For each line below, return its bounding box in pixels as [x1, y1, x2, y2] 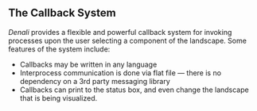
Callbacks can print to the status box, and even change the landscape [19, 85, 249, 94]
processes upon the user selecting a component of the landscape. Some [8, 36, 247, 45]
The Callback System [8, 6, 117, 20]
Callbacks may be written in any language [19, 59, 158, 69]
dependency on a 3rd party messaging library [19, 76, 171, 86]
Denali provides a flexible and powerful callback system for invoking [8, 27, 232, 36]
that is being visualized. [19, 93, 98, 102]
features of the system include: [8, 44, 111, 54]
